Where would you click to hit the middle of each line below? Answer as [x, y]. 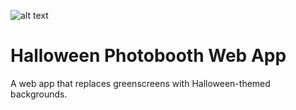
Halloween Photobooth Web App [148, 56]
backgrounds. [39, 94]
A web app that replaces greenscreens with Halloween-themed [140, 83]
